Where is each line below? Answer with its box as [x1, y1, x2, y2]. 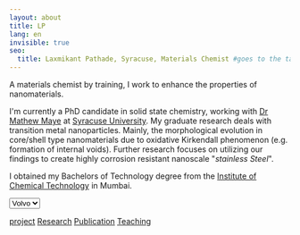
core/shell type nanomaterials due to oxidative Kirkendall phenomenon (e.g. [9, 135, 288, 145]
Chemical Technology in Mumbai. [9, 180, 132, 190]
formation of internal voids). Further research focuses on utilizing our [9, 144, 263, 155]
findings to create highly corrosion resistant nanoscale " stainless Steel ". [9, 154, 274, 164]
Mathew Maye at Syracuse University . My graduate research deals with [9, 115, 272, 126]
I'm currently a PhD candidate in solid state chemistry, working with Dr [9, 106, 269, 116]
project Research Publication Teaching [9, 216, 152, 226]
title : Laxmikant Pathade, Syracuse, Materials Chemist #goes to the [17, 55, 281, 63]
